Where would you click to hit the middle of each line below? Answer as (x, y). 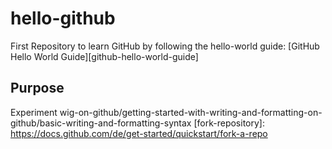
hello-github (63, 18)
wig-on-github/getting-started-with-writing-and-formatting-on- (191, 112)
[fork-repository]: (229, 123)
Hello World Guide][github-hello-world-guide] (104, 56)
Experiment (34, 112)
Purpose (37, 88)
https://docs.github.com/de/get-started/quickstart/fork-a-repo (139, 133)
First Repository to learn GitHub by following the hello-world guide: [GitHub (165, 46)
